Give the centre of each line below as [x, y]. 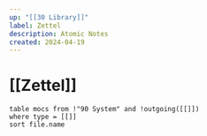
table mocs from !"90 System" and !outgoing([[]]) [104, 110]
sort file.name [37, 125]
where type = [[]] [43, 117]
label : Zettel [35, 26]
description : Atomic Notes [59, 34]
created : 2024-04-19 [47, 42]
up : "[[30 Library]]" [49, 17]
